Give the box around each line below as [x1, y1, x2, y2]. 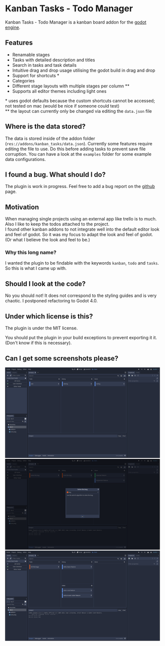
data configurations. [5, 156, 46, 162]
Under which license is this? [5, 312, 93, 321]
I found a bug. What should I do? [5, 170, 106, 179]
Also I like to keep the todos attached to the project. [5, 221, 110, 227]
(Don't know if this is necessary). [5, 340, 72, 346]
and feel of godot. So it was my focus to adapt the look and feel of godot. [5, 232, 153, 238]
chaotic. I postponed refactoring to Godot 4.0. [5, 298, 98, 304]
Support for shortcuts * [12, 72, 60, 79]
